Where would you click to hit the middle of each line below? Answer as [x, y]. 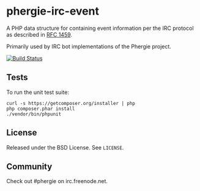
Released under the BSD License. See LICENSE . [65, 147]
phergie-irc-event [53, 11]
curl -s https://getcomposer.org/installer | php [71, 103]
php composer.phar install [41, 109]
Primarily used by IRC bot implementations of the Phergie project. [89, 46]
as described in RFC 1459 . [39, 34]
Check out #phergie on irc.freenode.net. [57, 181]
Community [29, 166]
